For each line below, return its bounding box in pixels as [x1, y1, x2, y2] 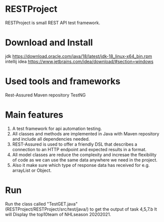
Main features [5, 109, 64, 120]
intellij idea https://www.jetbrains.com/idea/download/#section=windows [5, 58, 154, 64]
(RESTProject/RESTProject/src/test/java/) [5, 206, 89, 212]
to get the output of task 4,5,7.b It [89, 206, 157, 212]
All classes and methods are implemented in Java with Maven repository [12, 130, 160, 136]
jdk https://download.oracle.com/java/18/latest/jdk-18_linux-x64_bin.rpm [5, 53, 153, 59]
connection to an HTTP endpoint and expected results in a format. [12, 146, 147, 152]
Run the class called [5, 201, 46, 207]
